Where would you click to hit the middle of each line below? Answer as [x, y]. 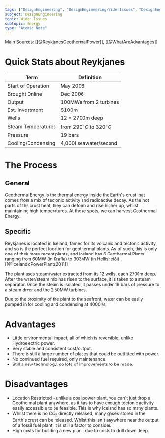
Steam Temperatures [32, 126]
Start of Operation [28, 86]
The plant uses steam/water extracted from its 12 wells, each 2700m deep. [81, 274]
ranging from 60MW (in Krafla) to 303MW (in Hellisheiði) [62, 259]
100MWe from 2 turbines [90, 102]
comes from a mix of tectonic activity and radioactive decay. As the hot [77, 200]
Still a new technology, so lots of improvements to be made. [73, 364]
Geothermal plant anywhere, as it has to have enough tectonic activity [83, 403]
